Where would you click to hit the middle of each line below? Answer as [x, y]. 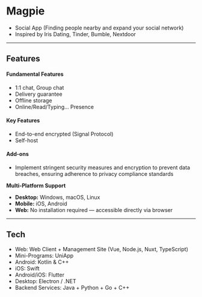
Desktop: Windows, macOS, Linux [57, 197]
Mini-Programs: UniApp [44, 255]
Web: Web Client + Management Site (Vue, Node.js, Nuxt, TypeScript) [101, 249]
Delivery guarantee [38, 94]
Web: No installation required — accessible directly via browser [94, 210]
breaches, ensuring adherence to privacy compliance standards [94, 174]
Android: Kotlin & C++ [42, 262]
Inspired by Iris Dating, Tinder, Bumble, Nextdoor [75, 34]
